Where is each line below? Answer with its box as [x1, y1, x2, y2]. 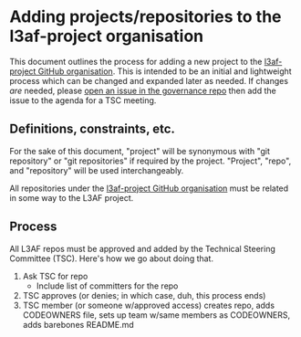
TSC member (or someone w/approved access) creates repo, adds [22, 300, 275, 311]
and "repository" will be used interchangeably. [9, 164, 184, 175]
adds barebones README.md [22, 319, 134, 330]
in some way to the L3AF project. [9, 192, 134, 203]
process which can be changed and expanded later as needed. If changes [9, 75, 289, 86]
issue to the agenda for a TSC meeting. [9, 94, 157, 106]
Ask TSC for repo [22, 270, 88, 281]
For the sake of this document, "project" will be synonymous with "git [9, 145, 271, 156]
